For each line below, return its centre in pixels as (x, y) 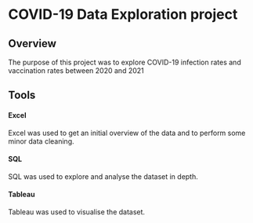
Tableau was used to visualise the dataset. (77, 212)
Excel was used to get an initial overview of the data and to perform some (127, 133)
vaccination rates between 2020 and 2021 (76, 71)
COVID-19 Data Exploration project (123, 15)
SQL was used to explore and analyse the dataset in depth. (103, 176)
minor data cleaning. (41, 141)
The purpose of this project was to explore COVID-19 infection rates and (125, 62)
